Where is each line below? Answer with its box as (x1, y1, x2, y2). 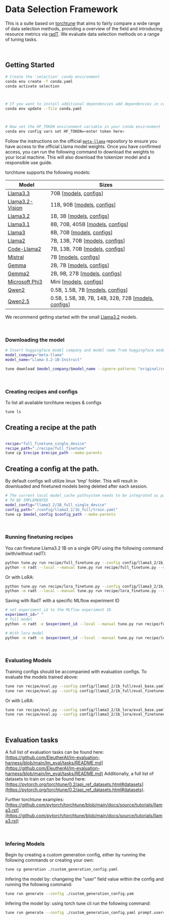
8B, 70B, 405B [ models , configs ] (50, 221, 129, 228)
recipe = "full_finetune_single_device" (5, 441, 87, 446)
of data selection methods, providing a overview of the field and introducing (5, 25, 162, 31)
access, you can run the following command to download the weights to (5, 149, 154, 155)
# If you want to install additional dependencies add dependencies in (5, 102, 158, 107)
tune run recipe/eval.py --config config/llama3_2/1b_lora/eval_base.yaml (5, 707, 165, 712)
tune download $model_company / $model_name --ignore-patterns (5, 366, 136, 371)
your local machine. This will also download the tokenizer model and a (5, 154, 151, 160)
